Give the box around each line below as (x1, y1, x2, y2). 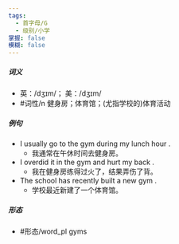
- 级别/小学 (15, 26, 50, 34)
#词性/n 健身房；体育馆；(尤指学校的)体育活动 (19, 99, 171, 108)
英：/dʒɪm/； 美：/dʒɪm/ (19, 89, 102, 98)
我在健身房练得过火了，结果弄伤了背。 (31, 167, 158, 176)
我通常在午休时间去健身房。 (31, 148, 123, 158)
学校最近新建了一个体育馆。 (31, 185, 123, 195)
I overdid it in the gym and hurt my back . (19, 157, 155, 167)
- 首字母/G (15, 19, 48, 27)
